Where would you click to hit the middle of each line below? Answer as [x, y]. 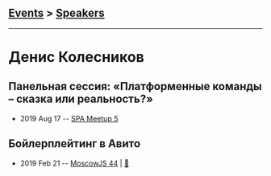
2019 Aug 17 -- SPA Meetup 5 [69, 118]
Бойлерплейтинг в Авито [75, 144]
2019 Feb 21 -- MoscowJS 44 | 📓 [74, 163]
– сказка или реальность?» [81, 99]
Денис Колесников [77, 57]
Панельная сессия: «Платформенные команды [135, 86]
